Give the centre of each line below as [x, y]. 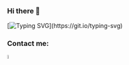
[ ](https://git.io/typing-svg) [65, 26]
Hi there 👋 [24, 11]
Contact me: [28, 44]
